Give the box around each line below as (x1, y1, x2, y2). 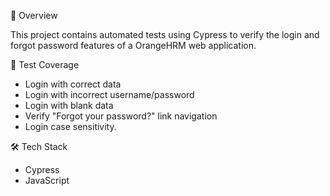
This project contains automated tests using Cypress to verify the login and (10, 29, 320, 40)
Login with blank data (24, 100, 114, 111)
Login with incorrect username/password (24, 89, 195, 100)
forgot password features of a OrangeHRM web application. (10, 40, 257, 51)
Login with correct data (24, 78, 122, 90)
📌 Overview (10, 10, 58, 21)
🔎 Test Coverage (10, 59, 80, 70)
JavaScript (24, 175, 70, 186)
